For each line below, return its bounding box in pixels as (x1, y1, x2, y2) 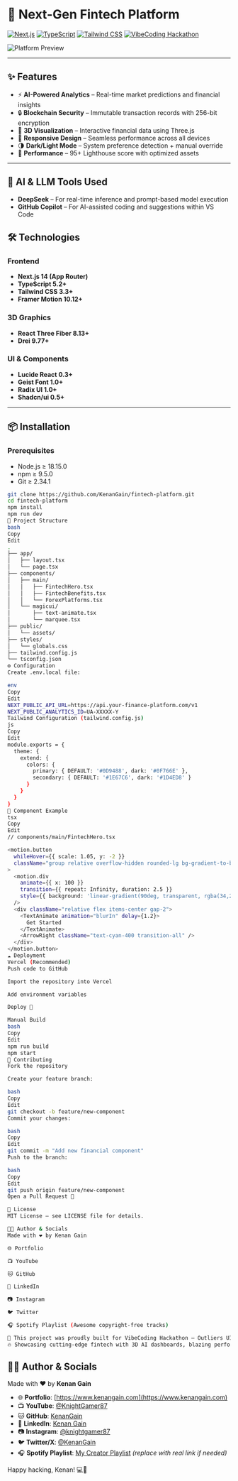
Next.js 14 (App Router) (17, 273, 89, 281)
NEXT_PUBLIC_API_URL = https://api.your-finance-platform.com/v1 (7, 701, 198, 709)
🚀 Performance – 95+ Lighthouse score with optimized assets (17, 148, 200, 157)
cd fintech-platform (7, 497, 69, 505)
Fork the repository (7, 1063, 69, 1070)
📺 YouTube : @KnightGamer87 (17, 1401, 108, 1410)
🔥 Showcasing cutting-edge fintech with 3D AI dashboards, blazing (7, 1341, 211, 1348)
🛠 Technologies (7, 231, 80, 244)
